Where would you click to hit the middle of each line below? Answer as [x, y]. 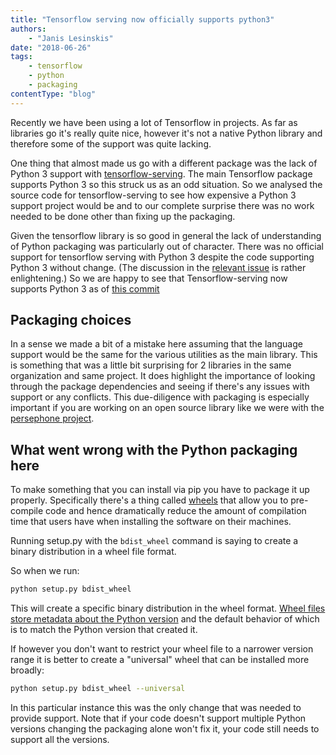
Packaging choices [71, 320]
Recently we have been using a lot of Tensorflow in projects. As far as [154, 122]
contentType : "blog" [53, 94]
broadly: [27, 670]
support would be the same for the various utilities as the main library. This [164, 355]
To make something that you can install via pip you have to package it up [160, 490]
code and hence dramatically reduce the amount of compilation [176, 511]
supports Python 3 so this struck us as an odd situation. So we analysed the [166, 184]
